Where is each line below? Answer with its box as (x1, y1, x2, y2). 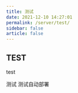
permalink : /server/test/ (6, 20, 70, 25)
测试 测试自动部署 (6, 81, 49, 88)
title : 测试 (6, 8, 34, 15)
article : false (6, 31, 44, 37)
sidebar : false (6, 25, 44, 31)
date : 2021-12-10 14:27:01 (6, 14, 73, 20)
